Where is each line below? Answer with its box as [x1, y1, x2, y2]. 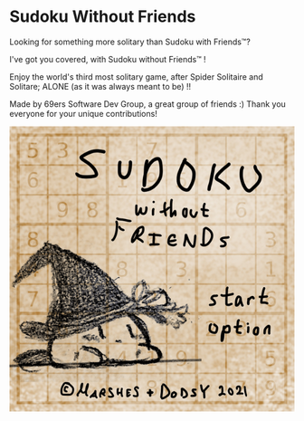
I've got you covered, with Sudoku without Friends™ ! [9, 53, 206, 64]
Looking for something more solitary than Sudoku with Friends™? [9, 36, 251, 47]
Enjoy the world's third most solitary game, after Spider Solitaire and [9, 71, 264, 82]
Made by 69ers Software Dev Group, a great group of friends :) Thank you [9, 98, 287, 110]
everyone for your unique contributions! [9, 108, 158, 119]
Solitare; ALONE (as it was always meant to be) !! [9, 81, 192, 91]
